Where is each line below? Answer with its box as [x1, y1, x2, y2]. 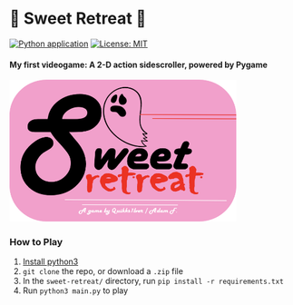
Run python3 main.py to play [22, 285, 129, 296]
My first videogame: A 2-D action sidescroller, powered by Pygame [9, 59, 268, 70]
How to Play [9, 236, 63, 249]
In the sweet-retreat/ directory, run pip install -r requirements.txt [22, 276, 284, 287]
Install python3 [22, 256, 79, 267]
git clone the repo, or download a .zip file [22, 266, 184, 277]
